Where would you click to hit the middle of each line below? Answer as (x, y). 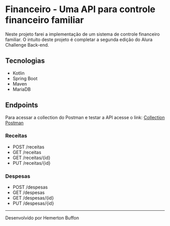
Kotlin (18, 73)
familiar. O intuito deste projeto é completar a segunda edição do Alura (79, 40)
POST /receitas (28, 147)
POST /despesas (30, 187)
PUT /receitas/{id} (31, 163)
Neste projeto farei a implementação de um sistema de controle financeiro (83, 34)
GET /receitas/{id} (31, 158)
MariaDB (22, 89)
